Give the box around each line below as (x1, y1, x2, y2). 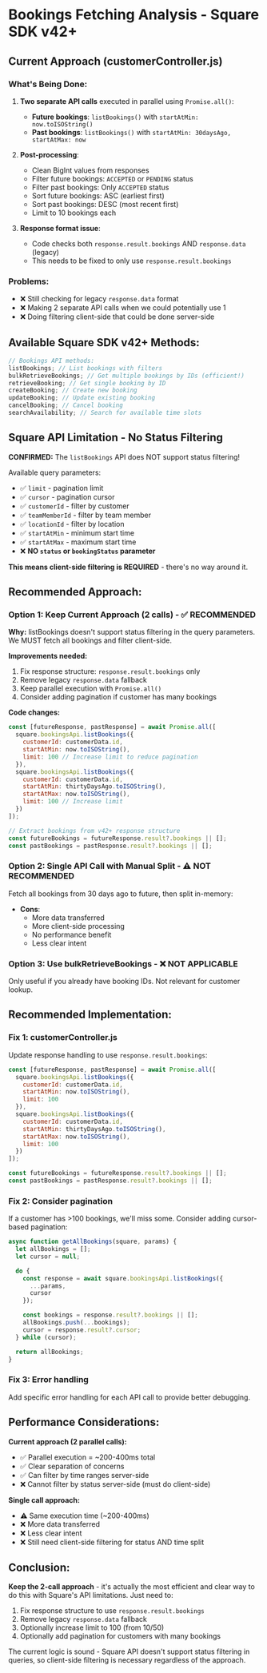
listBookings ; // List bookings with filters (8, 364, 162, 372)
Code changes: (8, 707, 60, 717)
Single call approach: (8, 1495, 80, 1504)
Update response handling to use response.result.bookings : (8, 1050, 208, 1060)
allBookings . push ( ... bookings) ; (22, 1319, 130, 1327)
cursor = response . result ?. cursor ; (22, 1325, 141, 1334)
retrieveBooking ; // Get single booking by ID (8, 379, 166, 387)
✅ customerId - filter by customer (19, 501, 130, 511)
